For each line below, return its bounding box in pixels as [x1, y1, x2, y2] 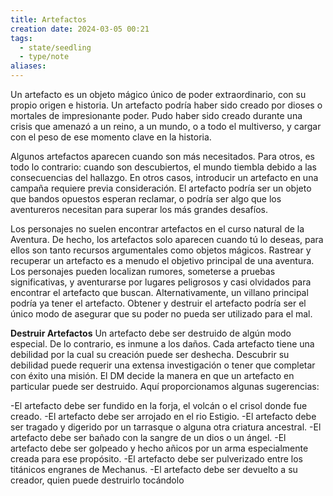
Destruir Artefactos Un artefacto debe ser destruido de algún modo [10, 327, 292, 339]
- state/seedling [19, 42, 92, 53]
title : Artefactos [10, 14, 87, 25]
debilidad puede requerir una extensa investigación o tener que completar [10, 359, 316, 371]
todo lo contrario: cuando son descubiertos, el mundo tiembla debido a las [10, 161, 317, 173]
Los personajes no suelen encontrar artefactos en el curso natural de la [10, 223, 305, 235]
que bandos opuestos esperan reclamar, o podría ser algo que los [10, 193, 282, 205]
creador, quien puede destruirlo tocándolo [10, 474, 185, 486]
